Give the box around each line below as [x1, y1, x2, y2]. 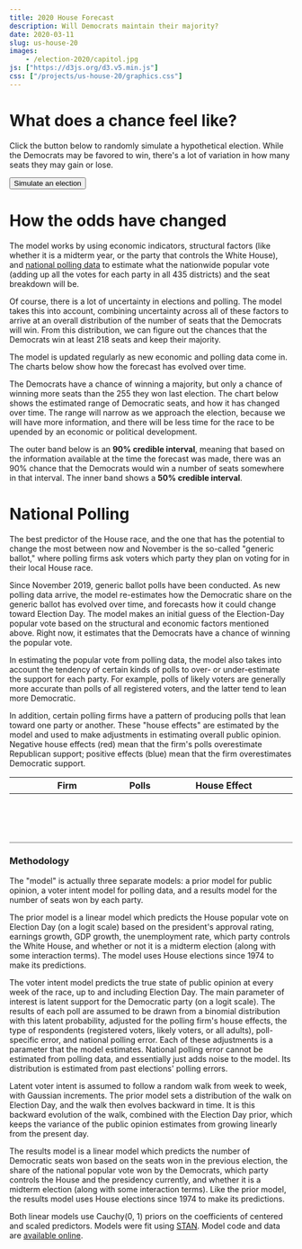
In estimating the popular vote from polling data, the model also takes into [9, 654, 282, 665]
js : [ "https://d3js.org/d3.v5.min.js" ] [9, 64, 159, 73]
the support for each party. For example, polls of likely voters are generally [9, 674, 286, 684]
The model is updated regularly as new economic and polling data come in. [9, 352, 288, 362]
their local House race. [9, 562, 93, 573]
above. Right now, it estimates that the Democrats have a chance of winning [9, 627, 290, 638]
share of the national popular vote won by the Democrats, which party [9, 1164, 269, 1175]
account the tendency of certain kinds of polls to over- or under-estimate [9, 664, 280, 674]
